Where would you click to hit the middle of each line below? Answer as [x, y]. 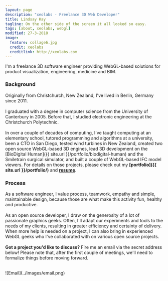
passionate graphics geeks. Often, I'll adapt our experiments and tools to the [84, 221]
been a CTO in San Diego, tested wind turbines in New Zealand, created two [84, 143]
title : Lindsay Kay [26, 19]
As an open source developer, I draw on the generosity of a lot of [72, 215]
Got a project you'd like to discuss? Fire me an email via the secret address [83, 247]
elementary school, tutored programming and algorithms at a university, [79, 138]
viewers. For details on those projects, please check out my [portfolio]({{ [81, 165]
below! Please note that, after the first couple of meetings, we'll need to [79, 253]
